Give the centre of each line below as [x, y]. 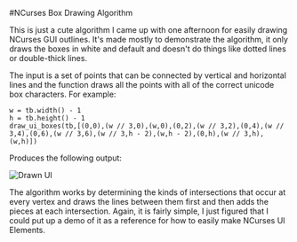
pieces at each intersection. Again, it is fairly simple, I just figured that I [139, 211]
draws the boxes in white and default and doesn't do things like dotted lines [148, 49]
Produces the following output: [66, 158]
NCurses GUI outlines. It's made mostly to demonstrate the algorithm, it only [149, 39]
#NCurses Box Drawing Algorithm [71, 13]
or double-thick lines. [48, 58]
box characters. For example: [63, 94]
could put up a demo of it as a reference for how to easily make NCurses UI [148, 220]
